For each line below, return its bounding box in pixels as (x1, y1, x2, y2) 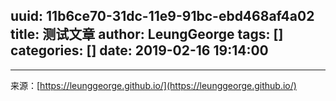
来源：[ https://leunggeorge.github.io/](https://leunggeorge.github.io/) (10, 79, 297, 91)
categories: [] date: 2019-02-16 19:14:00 (10, 42, 269, 59)
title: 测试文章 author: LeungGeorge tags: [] (10, 26, 284, 43)
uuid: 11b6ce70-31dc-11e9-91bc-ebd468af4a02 (10, 8, 315, 25)
